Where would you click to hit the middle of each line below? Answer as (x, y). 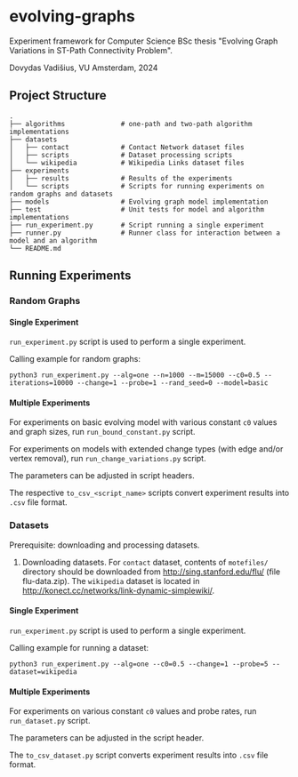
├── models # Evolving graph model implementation (139, 202)
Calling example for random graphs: (75, 359)
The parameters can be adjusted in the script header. (107, 738)
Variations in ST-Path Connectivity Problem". (91, 50)
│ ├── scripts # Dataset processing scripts (121, 155)
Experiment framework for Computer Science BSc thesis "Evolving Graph (144, 41)
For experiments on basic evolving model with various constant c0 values (143, 422)
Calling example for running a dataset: (79, 647)
